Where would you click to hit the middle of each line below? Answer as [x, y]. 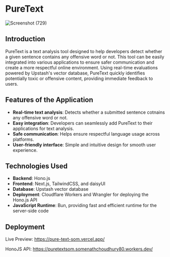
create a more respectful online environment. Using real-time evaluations [82, 67]
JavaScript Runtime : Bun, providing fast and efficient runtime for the [85, 205]
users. [12, 84]
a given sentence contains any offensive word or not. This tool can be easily [85, 57]
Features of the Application [49, 100]
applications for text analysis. [43, 128]
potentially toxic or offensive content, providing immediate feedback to [79, 78]
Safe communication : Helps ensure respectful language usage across [86, 134]
